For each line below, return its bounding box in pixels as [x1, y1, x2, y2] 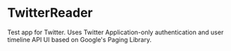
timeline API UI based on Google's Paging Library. [7, 35, 152, 43]
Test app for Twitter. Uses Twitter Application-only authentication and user [7, 28, 224, 36]
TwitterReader [7, 5, 93, 21]
